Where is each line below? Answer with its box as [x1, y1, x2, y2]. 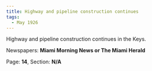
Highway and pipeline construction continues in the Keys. [6, 36, 147, 43]
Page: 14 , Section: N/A [6, 58, 62, 65]
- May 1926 [11, 19, 38, 25]
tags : [6, 14, 20, 20]
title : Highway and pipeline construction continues [6, 8, 139, 15]
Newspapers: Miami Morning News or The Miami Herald [6, 47, 146, 54]
